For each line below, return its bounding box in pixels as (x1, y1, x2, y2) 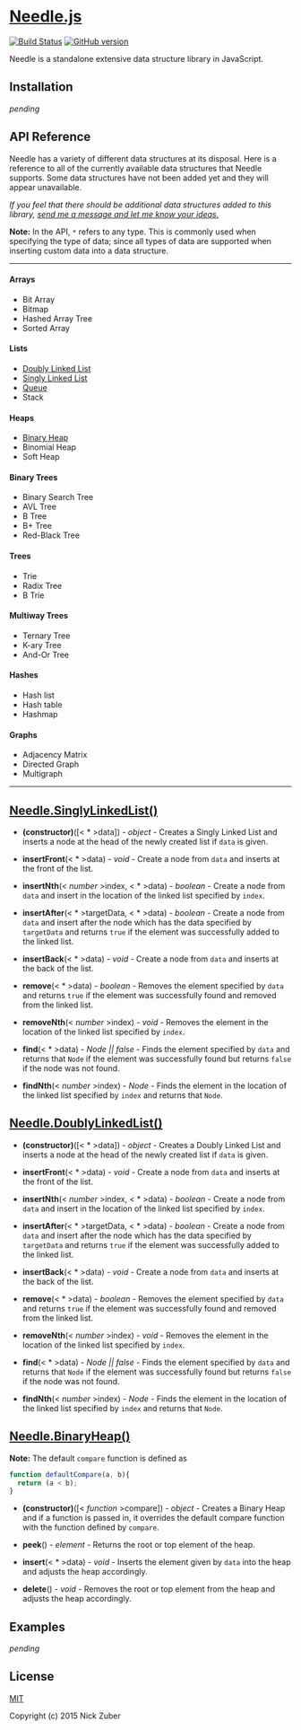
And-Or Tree (21, 649, 70, 660)
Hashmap (21, 708, 58, 719)
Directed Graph (21, 759, 80, 769)
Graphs (9, 729, 38, 740)
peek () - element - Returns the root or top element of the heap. (21, 1540, 255, 1550)
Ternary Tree (21, 630, 71, 641)
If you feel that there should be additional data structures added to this (9, 199, 271, 210)
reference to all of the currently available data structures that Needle (9, 162, 262, 173)
